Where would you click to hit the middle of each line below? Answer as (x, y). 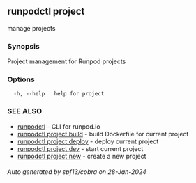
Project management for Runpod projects (67, 61)
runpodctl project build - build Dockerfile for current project (103, 134)
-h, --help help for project (59, 94)
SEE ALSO (25, 111)
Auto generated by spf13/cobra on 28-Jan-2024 (77, 172)
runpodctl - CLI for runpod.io (59, 126)
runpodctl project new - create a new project (82, 156)
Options (21, 79)
